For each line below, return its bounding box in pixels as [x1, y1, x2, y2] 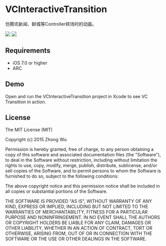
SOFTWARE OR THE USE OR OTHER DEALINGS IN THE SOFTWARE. [5, 236, 147, 242]
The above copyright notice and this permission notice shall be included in [5, 183, 160, 189]
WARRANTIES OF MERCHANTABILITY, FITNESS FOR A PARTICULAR [5, 209, 148, 215]
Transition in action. [5, 99, 46, 105]
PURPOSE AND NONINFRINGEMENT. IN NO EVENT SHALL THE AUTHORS [5, 214, 160, 221]
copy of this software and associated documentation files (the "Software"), [5, 152, 161, 158]
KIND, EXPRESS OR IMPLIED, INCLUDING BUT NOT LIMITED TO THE [5, 203, 148, 210]
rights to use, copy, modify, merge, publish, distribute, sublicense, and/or [5, 162, 157, 169]
